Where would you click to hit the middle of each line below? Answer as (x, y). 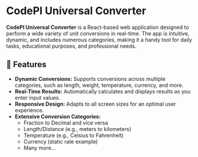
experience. (29, 110)
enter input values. (37, 97)
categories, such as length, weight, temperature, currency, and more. (99, 85)
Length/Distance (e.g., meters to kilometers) (77, 129)
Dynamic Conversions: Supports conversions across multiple (90, 78)
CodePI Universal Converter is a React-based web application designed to (98, 27)
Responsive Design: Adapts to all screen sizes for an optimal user (95, 104)
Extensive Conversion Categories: (58, 116)
